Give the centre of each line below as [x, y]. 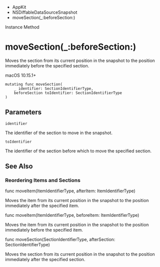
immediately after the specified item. [42, 206]
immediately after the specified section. [45, 260]
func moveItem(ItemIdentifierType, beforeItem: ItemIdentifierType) [72, 215]
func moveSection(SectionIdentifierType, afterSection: [60, 239]
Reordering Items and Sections [43, 180]
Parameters [23, 112]
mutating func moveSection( [34, 84]
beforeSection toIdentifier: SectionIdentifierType [68, 93]
